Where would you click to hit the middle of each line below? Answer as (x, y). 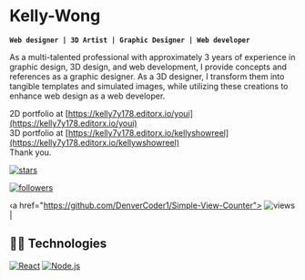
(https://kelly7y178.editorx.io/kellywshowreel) (95, 142)
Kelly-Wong (55, 16)
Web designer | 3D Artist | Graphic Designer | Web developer (130, 40)
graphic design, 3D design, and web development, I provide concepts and (148, 67)
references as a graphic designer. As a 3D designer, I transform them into (147, 76)
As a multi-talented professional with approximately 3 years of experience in (152, 57)
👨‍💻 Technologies (58, 244)
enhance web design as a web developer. (87, 96)
